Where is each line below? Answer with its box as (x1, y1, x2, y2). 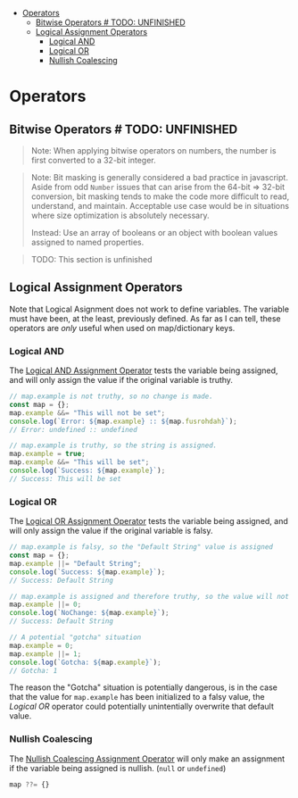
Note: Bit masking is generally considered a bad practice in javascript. (30, 172, 288, 182)
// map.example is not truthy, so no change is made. (9, 392, 214, 401)
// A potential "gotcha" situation (9, 633, 142, 642)
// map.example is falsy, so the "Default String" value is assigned (9, 543, 274, 552)
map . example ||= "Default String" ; (9, 559, 142, 568)
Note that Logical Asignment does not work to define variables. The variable (9, 303, 290, 314)
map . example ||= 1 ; (9, 649, 82, 659)
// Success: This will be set (9, 474, 122, 483)
